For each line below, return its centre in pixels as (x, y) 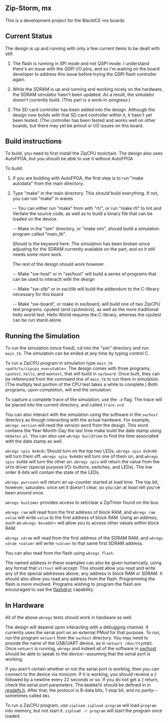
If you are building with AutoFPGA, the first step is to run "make (78, 178)
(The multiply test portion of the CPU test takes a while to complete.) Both (81, 384)
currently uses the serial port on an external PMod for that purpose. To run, (83, 633)
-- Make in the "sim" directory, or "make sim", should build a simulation (86, 229)
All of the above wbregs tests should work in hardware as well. (69, 617)
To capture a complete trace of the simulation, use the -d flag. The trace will (84, 399)
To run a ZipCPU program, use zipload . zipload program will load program (81, 705)
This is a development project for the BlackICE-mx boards (65, 20)
